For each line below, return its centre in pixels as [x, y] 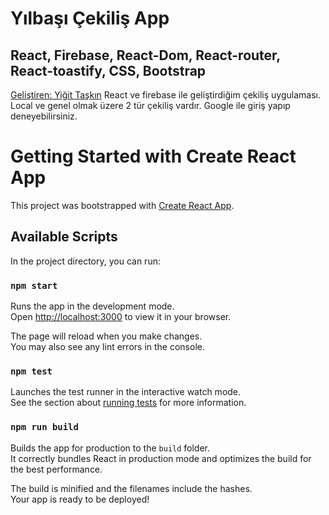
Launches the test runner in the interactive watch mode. [126, 392]
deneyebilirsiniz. [44, 116]
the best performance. [56, 469]
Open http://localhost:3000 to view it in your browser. [121, 317]
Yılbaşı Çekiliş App [90, 18]
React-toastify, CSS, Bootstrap [108, 70]
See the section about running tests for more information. [128, 403]
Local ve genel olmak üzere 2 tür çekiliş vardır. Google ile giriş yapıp [150, 105]
